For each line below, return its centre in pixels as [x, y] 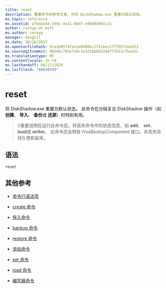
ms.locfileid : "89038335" [32, 70]
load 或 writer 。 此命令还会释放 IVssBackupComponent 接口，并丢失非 [89, 132]
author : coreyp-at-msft [30, 28]
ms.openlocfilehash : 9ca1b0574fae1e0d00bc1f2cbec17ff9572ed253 [72, 47]
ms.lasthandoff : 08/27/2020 [34, 65]
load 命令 [22, 270]
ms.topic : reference [27, 19]
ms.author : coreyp [24, 33]
